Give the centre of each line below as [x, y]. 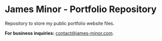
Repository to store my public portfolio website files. [60, 23]
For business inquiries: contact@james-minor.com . [60, 33]
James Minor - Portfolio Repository [81, 9]
